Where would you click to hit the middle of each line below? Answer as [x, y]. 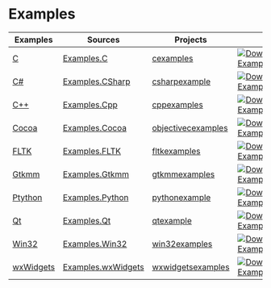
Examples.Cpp [90, 104]
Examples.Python [96, 197]
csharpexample [181, 81]
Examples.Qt [87, 220]
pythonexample [181, 197]
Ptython [27, 197]
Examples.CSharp [96, 81]
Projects [191, 40]
